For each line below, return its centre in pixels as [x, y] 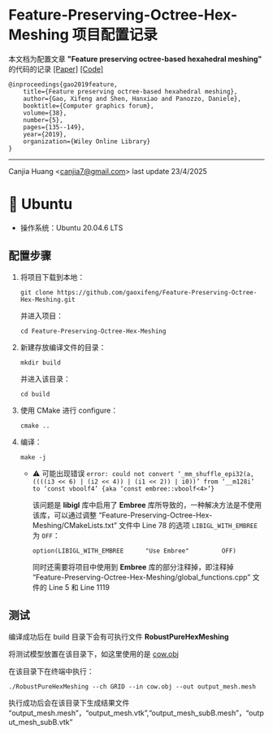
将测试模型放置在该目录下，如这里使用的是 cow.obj [93, 653]
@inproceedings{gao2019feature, [63, 84]
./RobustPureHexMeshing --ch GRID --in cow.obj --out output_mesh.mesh [132, 686]
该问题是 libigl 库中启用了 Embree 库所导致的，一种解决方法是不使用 [147, 505]
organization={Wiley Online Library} [87, 141]
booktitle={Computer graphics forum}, [89, 106]
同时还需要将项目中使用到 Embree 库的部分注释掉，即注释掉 [133, 566]
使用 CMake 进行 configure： [69, 410]
